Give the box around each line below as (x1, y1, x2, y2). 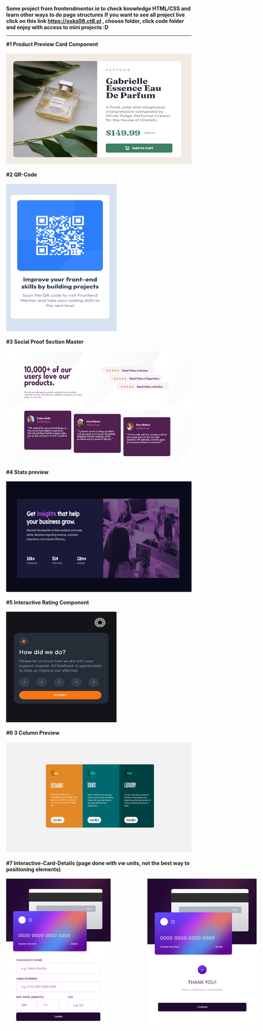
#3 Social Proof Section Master (6, 338, 84, 345)
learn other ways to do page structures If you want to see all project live (6, 11, 185, 18)
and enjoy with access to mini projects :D (6, 24, 109, 31)
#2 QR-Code (6, 171, 37, 178)
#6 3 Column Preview (6, 729, 60, 736)
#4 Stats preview (6, 468, 49, 475)
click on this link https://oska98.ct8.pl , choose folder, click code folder (6, 18, 184, 24)
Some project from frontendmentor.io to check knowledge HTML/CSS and (6, 5, 191, 12)
